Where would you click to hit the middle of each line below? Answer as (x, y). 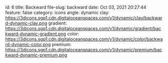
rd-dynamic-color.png (28, 44)
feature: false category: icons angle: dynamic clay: (57, 12)
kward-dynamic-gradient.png (36, 34)
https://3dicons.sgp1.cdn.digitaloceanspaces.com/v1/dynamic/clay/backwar (84, 18)
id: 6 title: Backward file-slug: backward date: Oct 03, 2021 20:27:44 (76, 7)
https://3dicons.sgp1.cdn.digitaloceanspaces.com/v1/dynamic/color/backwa (84, 39)
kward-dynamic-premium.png (36, 55)
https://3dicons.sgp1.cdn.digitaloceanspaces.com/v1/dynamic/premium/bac (84, 50)
